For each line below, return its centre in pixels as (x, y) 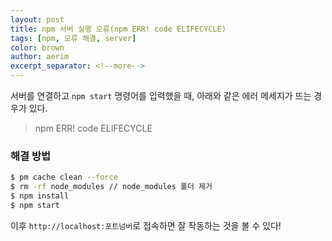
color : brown (37, 47)
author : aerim (40, 57)
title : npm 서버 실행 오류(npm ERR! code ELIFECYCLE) (118, 29)
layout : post (37, 19)
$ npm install (40, 196)
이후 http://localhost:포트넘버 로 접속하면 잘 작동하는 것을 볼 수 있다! (146, 225)
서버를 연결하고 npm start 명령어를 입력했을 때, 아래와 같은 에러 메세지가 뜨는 (161, 95)
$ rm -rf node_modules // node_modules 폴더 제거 (111, 187)
